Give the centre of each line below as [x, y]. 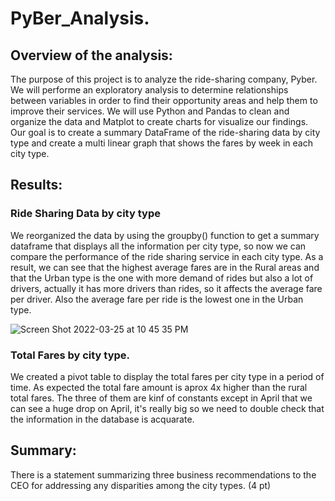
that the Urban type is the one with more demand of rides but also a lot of [162, 278]
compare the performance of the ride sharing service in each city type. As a [167, 256]
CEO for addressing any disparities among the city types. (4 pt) [141, 485]
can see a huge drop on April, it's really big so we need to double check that [167, 408]
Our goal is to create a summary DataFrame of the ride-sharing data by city [165, 132]
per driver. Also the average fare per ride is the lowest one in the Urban [157, 299]
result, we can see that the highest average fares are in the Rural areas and [165, 267]
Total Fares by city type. [70, 355]
